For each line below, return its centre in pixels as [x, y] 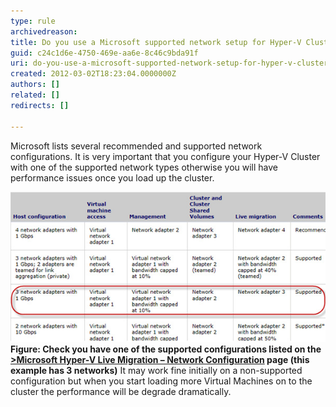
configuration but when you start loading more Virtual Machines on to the [161, 381]
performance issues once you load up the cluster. [112, 177]
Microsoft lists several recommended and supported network [136, 146]
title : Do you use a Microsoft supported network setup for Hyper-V [156, 42]
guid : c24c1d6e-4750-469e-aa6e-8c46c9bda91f [104, 53]
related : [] [35, 95]
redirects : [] [40, 105]
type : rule [33, 21]
